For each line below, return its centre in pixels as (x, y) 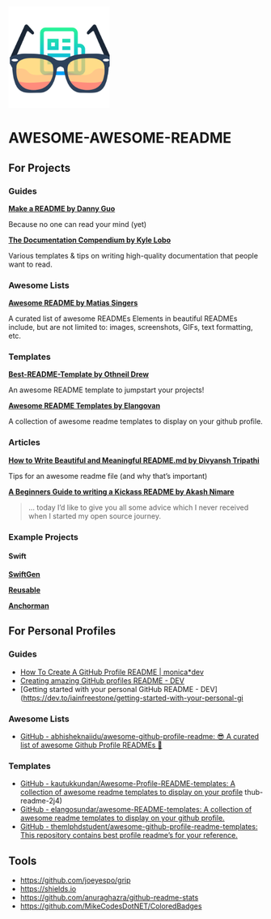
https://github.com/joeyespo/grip (75, 880)
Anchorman (29, 605)
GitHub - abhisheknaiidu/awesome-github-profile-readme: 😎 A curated (140, 736)
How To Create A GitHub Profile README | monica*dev (112, 672)
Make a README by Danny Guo (62, 208)
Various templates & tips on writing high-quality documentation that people (133, 255)
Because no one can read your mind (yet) (78, 224)
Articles (24, 442)
